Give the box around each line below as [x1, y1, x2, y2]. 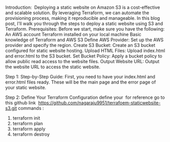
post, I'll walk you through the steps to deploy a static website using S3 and [5, 20, 163, 26]
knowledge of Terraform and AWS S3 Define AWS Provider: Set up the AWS [5, 37, 164, 43]
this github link [5, 100, 36, 106]
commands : [18, 105, 44, 111]
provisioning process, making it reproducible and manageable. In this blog [5, 15, 160, 21]
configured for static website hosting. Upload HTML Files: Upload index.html [5, 48, 165, 53]
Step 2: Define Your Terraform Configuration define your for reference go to [5, 94, 165, 100]
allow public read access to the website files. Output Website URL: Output [5, 59, 160, 64]
